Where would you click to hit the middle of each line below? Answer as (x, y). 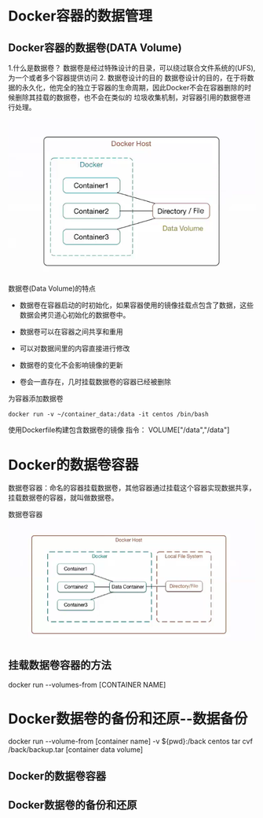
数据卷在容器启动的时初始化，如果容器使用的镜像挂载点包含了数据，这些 (136, 305)
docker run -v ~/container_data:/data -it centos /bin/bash (109, 415)
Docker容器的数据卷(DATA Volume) (95, 48)
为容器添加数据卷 (36, 398)
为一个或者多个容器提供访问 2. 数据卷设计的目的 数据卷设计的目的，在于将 (128, 78)
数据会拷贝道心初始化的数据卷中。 (75, 315)
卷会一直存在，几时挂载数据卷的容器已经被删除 (95, 382)
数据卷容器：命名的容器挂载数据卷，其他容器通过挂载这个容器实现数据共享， (132, 488)
